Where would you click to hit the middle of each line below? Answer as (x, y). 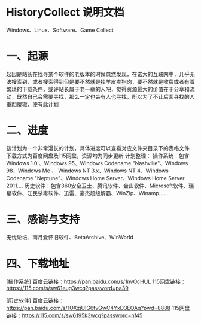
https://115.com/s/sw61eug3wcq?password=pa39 (67, 288)
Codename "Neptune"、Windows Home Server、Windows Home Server (95, 178)
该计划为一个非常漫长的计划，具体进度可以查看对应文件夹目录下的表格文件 (98, 148)
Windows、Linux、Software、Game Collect (60, 30)
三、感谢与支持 (43, 220)
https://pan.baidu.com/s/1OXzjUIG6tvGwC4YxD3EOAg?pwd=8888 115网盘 (98, 308)
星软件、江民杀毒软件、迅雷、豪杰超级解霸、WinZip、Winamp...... (87, 193)
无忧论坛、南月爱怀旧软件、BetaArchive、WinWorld (70, 237)
